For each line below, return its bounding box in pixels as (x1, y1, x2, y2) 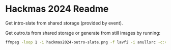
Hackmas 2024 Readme (5, 3, 109, 15)
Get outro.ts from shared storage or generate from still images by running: (5, 30, 161, 36)
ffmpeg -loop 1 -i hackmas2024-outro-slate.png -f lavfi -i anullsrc (5, 39, 156, 45)
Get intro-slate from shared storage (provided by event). (5, 20, 123, 26)
